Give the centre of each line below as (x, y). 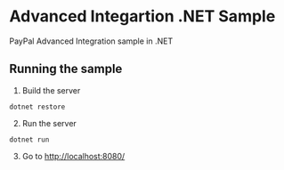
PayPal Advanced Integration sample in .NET (91, 41)
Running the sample (66, 69)
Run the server (49, 123)
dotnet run (29, 140)
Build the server (51, 90)
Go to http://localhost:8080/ (73, 156)
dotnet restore (37, 107)
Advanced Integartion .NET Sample (142, 16)
